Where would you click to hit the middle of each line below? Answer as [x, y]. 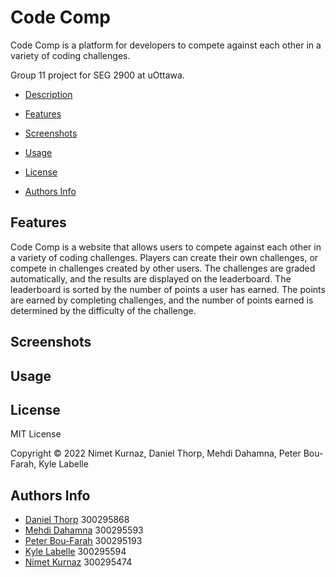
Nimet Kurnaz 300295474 [78, 562]
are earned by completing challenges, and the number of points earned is [162, 300]
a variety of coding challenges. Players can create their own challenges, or [164, 257]
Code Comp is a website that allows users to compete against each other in [166, 247]
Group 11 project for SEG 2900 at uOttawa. [97, 75]
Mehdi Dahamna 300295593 [84, 530]
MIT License [36, 434]
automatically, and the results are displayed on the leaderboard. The [151, 278]
